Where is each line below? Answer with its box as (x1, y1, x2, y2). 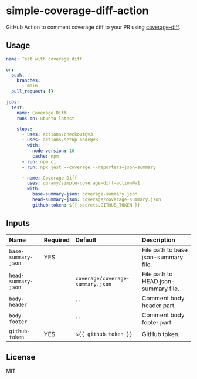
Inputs (6, 218, 30, 228)
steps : (16, 126, 33, 132)
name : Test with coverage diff (6, 56, 83, 62)
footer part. (141, 318, 173, 326)
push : (11, 72, 25, 78)
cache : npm (32, 153, 59, 159)
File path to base (141, 245, 188, 253)
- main (21, 83, 38, 89)
